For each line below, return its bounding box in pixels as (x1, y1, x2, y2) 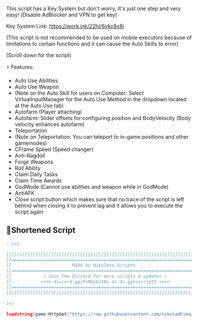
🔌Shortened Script (6, 225, 75, 235)
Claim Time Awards (14, 177, 62, 184)
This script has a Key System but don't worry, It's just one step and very (6, 5, 181, 12)
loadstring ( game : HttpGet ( (6, 311, 70, 317)
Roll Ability (14, 165, 41, 171)
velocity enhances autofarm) (14, 121, 85, 128)
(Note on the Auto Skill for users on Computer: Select (14, 89, 144, 96)
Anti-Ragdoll (14, 152, 45, 159)
